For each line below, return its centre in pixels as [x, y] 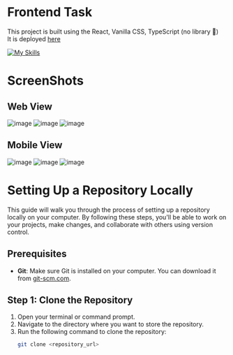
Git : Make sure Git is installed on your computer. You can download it [116, 270]
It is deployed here [34, 38]
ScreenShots [45, 81]
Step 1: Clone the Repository [70, 300]
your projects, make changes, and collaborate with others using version [110, 224]
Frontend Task [50, 12]
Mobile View [35, 145]
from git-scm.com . [44, 278]
